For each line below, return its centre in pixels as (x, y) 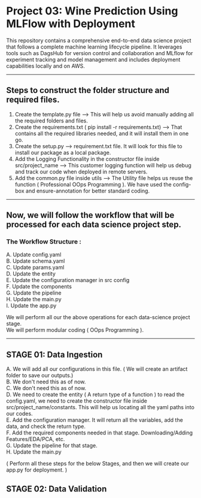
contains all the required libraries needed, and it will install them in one (102, 133)
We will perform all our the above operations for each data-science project (98, 317)
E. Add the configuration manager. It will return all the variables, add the (95, 420)
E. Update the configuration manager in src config (68, 280)
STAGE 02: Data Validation (57, 489)
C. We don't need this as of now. (46, 388)
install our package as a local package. (63, 152)
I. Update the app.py (31, 306)
